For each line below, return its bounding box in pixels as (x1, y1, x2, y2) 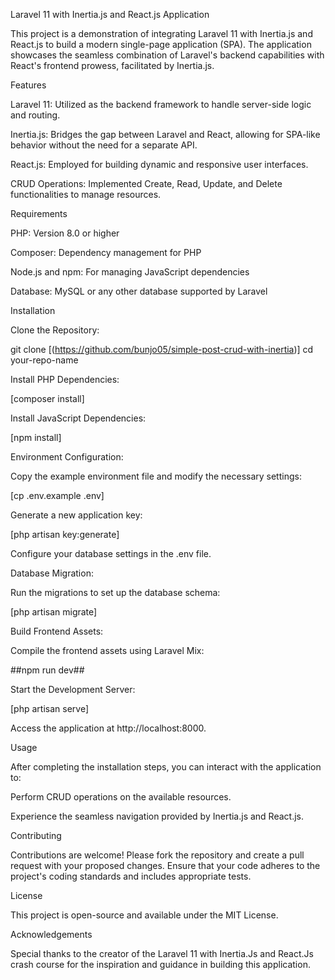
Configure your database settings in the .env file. (10, 548, 212, 559)
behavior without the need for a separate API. (10, 139, 198, 151)
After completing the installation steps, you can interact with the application (10, 761, 322, 773)
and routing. (10, 109, 61, 121)
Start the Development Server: (10, 684, 136, 695)
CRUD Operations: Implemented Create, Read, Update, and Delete (10, 178, 283, 189)
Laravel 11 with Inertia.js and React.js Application (10, 9, 210, 20)
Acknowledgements (10, 929, 93, 940)
